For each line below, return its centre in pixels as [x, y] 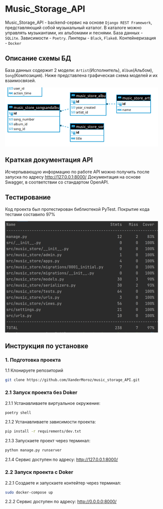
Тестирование [28, 197]
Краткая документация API [49, 160]
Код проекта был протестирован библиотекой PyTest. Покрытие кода [77, 209]
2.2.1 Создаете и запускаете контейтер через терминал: [63, 483]
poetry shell [18, 413]
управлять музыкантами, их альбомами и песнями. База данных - [74, 33]
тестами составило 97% [30, 214]
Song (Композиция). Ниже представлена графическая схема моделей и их [81, 75]
